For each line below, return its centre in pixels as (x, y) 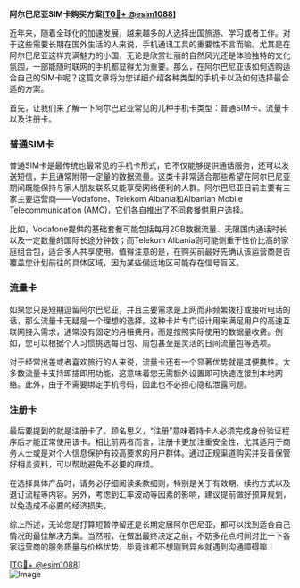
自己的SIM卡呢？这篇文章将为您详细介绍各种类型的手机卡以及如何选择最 (149, 78)
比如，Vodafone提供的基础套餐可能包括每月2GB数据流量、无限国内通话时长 (148, 229)
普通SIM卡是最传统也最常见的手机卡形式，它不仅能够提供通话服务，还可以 (146, 165)
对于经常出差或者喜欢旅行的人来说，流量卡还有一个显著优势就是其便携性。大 (150, 362)
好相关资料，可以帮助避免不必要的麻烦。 (83, 464)
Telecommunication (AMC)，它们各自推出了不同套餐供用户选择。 (129, 210)
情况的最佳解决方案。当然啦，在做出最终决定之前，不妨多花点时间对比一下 (146, 535)
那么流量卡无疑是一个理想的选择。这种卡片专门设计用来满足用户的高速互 (158, 320)
